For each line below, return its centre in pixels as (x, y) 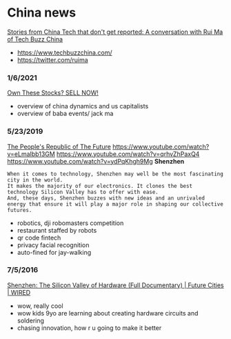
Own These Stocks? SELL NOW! (53, 93)
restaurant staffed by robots (57, 230)
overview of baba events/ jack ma (65, 114)
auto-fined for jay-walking (54, 252)
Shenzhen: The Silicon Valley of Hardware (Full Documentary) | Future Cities (115, 285)
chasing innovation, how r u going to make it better (89, 328)
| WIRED (19, 292)
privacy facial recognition (53, 245)
